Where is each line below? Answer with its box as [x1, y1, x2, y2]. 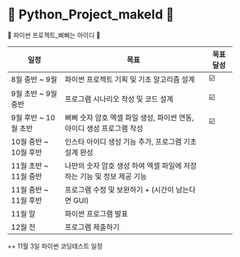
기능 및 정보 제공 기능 [79, 171, 147, 181]
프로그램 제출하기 [64, 222, 120, 232]
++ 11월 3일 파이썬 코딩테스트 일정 [7, 241, 103, 250]
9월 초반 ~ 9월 [11, 88, 57, 98]
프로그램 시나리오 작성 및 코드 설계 [64, 94, 174, 104]
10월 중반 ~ [11, 137, 49, 147]
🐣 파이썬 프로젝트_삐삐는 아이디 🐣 [7, 31, 101, 39]
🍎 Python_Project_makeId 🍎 [7, 6, 175, 23]
